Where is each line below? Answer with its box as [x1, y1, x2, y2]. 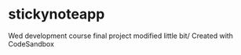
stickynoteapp [8, 5, 105, 23]
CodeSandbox [8, 39, 55, 48]
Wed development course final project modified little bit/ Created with [8, 31, 234, 40]
